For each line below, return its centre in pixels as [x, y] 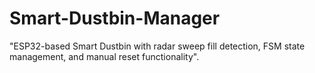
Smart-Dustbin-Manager [115, 18]
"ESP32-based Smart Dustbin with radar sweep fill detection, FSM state [157, 46]
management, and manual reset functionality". [104, 56]
